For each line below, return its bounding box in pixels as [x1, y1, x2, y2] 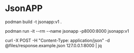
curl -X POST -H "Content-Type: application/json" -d [5, 37, 110, 43]
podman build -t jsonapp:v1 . [5, 19, 62, 25]
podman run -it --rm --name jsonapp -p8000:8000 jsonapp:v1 [5, 28, 129, 34]
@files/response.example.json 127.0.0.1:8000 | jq [5, 42, 102, 48]
